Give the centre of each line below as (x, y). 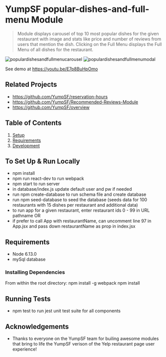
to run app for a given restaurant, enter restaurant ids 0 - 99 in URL (81, 210)
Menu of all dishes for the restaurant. (55, 49)
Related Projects (31, 85)
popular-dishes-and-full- (96, 9)
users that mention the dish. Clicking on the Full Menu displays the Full (89, 44)
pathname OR (26, 216)
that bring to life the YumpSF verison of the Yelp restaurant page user (83, 344)
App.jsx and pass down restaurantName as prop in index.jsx (74, 226)
